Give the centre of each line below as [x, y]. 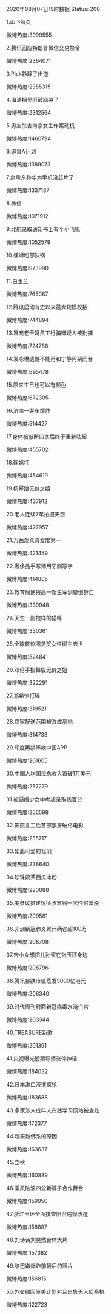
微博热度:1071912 [27, 216]
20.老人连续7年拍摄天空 [36, 514]
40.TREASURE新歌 [30, 1033]
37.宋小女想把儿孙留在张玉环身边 [47, 955]
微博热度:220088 [28, 890]
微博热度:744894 [28, 320]
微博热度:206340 [28, 994]
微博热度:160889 [27, 1175]
